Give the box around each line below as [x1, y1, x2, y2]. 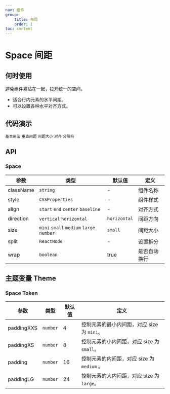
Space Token [5, 290, 38, 297]
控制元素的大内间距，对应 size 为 [81, 372, 160, 379]
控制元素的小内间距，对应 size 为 [81, 338, 160, 345]
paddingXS [8, 342, 34, 349]
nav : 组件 [5, 7, 24, 13]
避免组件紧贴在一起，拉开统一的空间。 [5, 86, 85, 92]
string [39, 187, 55, 193]
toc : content [5, 26, 33, 31]
